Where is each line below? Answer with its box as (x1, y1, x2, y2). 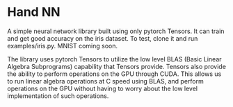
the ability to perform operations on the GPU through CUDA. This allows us (7, 70, 222, 78)
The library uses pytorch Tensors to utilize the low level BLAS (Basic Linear (7, 55, 222, 63)
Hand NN (7, 4, 61, 20)
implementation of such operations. (7, 91, 109, 100)
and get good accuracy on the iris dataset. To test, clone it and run (7, 34, 198, 42)
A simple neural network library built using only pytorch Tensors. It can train (7, 27, 225, 35)
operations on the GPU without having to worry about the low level (7, 84, 198, 93)
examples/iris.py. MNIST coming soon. (7, 41, 118, 50)
